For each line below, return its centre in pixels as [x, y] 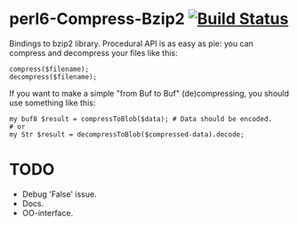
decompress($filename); [53, 77]
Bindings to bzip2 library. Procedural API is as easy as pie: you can [131, 43]
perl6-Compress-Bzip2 [97, 19]
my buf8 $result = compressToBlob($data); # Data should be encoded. [141, 119]
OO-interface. [48, 213]
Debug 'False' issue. [59, 194]
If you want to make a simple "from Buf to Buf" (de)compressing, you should [149, 93]
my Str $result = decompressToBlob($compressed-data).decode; [127, 134]
